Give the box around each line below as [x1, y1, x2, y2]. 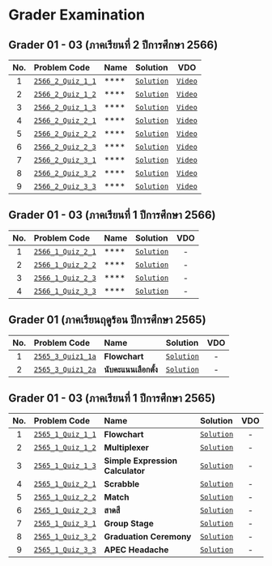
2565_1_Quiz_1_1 [33, 430, 97, 439]
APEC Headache [104, 544, 169, 555]
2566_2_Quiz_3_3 [33, 182, 97, 191]
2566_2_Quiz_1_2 [33, 90, 97, 99]
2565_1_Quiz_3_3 [33, 545, 97, 555]
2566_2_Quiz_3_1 [33, 155, 97, 164]
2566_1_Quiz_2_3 [33, 273, 97, 283]
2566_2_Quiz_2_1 [33, 116, 97, 125]
